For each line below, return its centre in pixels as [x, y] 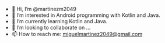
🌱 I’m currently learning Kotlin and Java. [59, 21]
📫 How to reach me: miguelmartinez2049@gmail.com [77, 34]
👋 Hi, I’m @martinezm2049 [44, 9]
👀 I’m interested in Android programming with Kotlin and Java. [86, 15]
